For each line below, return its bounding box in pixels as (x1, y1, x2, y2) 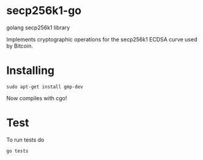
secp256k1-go (6, 4, 81, 18)
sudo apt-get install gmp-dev (6, 84, 84, 90)
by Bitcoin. (6, 42, 34, 49)
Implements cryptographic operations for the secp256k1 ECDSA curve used (6, 35, 197, 43)
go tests (6, 148, 29, 154)
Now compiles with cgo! (6, 94, 67, 101)
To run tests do (6, 136, 45, 144)
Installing (6, 64, 55, 78)
